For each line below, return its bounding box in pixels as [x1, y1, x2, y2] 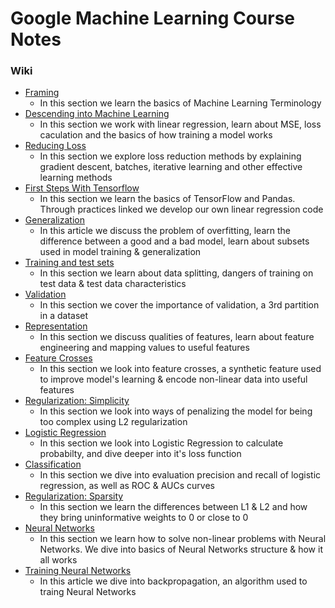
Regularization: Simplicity [24, 395, 130, 407]
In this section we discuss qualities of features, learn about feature [39, 331, 315, 343]
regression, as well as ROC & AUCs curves [39, 480, 215, 492]
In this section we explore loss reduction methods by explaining [39, 150, 302, 162]
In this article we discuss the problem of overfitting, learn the [39, 225, 291, 237]
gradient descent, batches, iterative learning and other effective [39, 161, 303, 173]
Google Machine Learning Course [10, 7, 296, 30]
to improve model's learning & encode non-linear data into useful [39, 373, 308, 386]
